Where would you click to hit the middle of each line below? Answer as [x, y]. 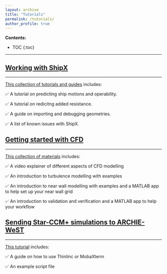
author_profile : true [28, 24]
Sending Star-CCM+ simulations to [60, 223]
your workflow [20, 206]
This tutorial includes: [27, 247]
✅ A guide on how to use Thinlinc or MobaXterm [55, 256]
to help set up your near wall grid [39, 191]
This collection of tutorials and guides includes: [53, 85]
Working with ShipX [37, 68]
